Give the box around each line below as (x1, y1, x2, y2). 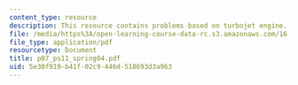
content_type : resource (9, 12, 98, 22)
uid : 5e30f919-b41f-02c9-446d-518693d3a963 (9, 63, 173, 72)
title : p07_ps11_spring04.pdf (9, 54, 122, 63)
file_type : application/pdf (9, 37, 114, 47)
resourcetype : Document (9, 46, 98, 55)
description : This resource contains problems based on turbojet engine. (9, 21, 288, 30)
